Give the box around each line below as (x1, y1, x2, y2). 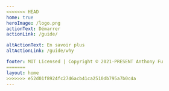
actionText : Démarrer (6, 25, 61, 32)
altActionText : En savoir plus (6, 42, 85, 48)
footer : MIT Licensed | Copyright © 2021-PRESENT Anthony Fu (6, 58, 164, 64)
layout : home (6, 70, 39, 76)
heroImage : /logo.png (6, 20, 61, 26)
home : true (6, 14, 34, 20)
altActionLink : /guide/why (6, 48, 74, 54)
